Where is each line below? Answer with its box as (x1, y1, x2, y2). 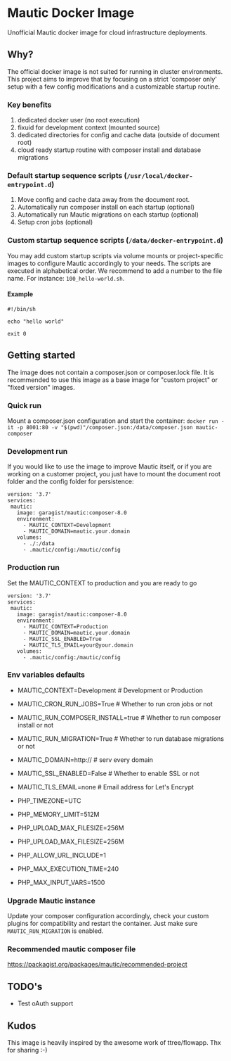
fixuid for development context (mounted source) (17, 123, 160, 132)
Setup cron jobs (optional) (17, 218, 93, 227)
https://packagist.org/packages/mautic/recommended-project (7, 960, 187, 969)
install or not (17, 720, 54, 729)
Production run (7, 563, 60, 573)
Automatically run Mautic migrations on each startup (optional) (17, 210, 199, 219)
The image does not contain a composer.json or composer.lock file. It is (7, 368, 214, 376)
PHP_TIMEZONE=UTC (17, 796, 82, 805)
